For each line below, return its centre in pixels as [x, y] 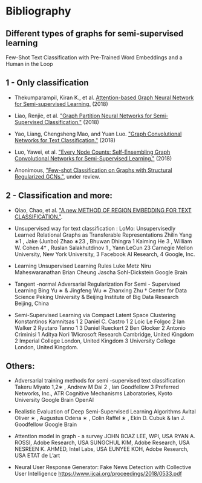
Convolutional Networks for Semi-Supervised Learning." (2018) [93, 158]
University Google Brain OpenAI [54, 400]
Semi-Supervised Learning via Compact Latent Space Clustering [95, 315]
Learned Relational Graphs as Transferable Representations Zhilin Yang [103, 235]
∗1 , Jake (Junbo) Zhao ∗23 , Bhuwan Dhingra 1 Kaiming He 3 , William [103, 241]
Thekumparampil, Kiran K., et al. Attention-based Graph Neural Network [104, 97]
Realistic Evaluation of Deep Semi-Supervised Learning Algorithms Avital [105, 412]
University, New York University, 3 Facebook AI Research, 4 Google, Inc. [105, 254]
